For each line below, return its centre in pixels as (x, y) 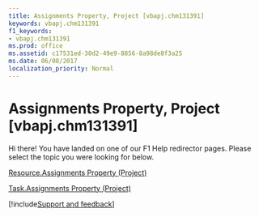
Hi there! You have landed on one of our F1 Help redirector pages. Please (130, 148)
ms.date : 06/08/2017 (43, 62)
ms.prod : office (36, 46)
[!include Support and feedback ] (62, 204)
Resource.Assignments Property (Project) (78, 172)
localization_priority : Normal (61, 69)
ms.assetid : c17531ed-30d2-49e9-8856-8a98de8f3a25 (96, 53)
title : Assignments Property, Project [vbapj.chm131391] (106, 16)
